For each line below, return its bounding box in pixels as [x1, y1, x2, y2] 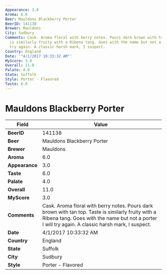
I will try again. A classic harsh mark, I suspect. [42, 221, 152, 228]
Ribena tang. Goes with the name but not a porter [42, 215, 158, 222]
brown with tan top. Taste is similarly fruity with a [42, 208, 157, 215]
